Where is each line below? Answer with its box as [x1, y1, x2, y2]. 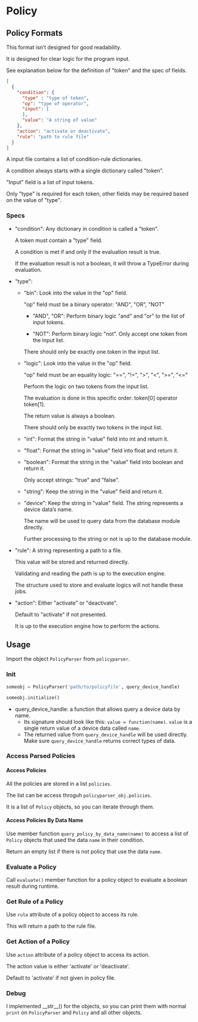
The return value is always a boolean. [23, 412, 116, 419]
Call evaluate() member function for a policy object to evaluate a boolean [6, 877, 188, 884]
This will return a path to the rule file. [6, 922, 97, 930]
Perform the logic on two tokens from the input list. [23, 383, 149, 390]
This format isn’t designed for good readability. [6, 44, 122, 51]
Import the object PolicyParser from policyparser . [6, 655, 130, 662]
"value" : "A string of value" [21, 117, 97, 123]
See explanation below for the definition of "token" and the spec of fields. [6, 67, 187, 74]
